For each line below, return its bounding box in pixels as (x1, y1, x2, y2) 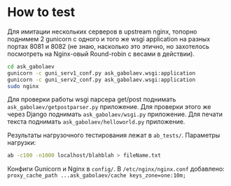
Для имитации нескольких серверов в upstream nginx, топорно (7, 27, 197, 36)
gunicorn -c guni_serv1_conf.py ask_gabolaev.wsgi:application (7, 69, 196, 77)
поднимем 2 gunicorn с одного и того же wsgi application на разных (7, 34, 211, 43)
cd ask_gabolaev (7, 63, 55, 70)
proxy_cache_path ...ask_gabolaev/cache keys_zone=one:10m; (7, 172, 187, 179)
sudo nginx (7, 83, 39, 90)
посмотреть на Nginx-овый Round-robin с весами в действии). (7, 50, 195, 58)
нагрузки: (7, 138, 36, 147)
